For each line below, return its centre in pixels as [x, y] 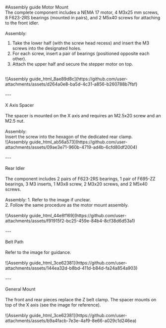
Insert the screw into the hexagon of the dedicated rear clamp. [69, 137]
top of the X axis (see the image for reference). [53, 305]
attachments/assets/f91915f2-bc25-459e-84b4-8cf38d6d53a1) [70, 221]
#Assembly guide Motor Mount [37, 7]
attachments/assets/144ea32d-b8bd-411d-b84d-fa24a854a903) [71, 268]
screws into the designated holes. [47, 48]
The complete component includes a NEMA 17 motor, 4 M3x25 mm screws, [82, 12]
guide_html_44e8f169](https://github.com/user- [78, 215]
